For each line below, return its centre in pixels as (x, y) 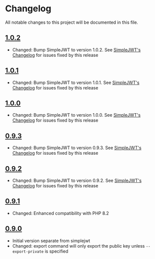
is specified (56, 251)
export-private (28, 252)
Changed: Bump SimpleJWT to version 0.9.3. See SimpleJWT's (77, 148)
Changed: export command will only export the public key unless (78, 246)
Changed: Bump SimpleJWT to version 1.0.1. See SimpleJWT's (76, 83)
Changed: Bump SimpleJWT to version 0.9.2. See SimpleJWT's (77, 180)
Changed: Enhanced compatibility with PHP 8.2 (60, 213)
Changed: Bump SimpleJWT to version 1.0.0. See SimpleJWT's (77, 115)
